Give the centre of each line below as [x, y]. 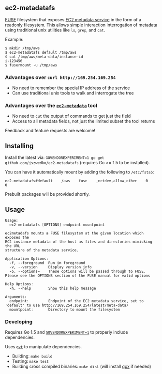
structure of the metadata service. [42, 250]
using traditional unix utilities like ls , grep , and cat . [55, 30]
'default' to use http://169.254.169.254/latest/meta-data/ [67, 305]
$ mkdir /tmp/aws [22, 48]
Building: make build [32, 356]
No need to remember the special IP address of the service [71, 88]
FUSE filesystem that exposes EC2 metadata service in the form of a [73, 19]
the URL [13, 246]
